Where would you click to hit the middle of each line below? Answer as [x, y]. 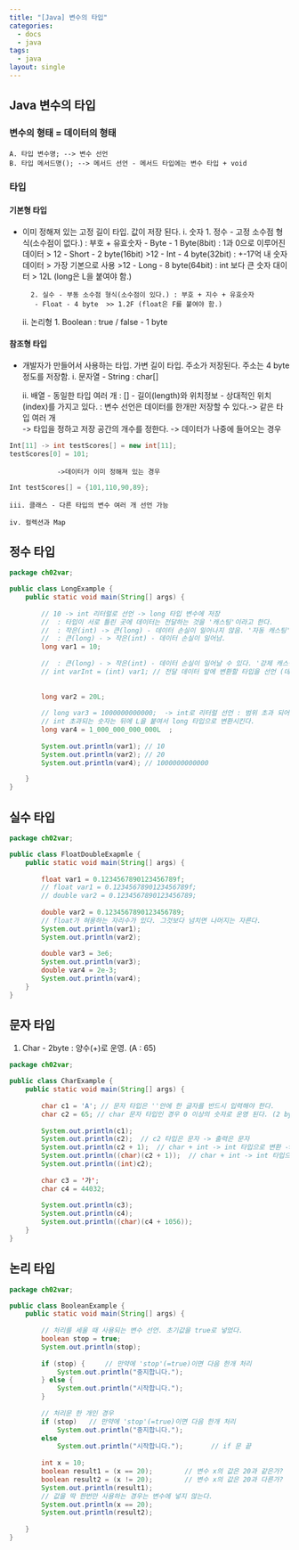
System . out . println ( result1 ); [97, 1488]
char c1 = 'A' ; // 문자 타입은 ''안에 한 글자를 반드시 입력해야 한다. [158, 1105]
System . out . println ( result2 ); [97, 1513]
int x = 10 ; [64, 1463]
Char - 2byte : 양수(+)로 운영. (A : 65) [89, 1048]
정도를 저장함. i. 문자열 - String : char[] [90, 376]
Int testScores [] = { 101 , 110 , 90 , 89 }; [79, 487]
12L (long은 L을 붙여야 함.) [85, 276]
